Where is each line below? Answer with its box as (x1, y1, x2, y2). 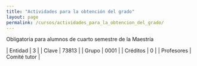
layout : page (6, 14, 39, 20)
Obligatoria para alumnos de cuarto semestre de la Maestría (6, 36, 154, 43)
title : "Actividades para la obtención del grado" (6, 8, 135, 15)
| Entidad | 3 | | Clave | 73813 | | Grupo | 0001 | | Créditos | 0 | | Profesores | (6, 47, 192, 54)
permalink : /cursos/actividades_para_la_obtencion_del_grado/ (6, 19, 164, 25)
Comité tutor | (6, 54, 41, 61)
